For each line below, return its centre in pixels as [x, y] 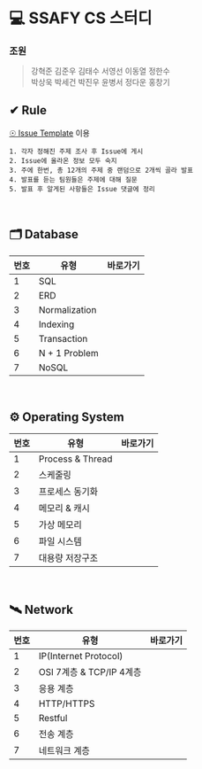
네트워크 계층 [64, 751]
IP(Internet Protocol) [81, 656]
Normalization [67, 309]
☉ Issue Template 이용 [49, 133]
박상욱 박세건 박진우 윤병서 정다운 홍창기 [100, 82]
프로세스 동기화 [68, 492]
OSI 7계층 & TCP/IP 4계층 [90, 672]
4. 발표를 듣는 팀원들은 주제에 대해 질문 [74, 179]
